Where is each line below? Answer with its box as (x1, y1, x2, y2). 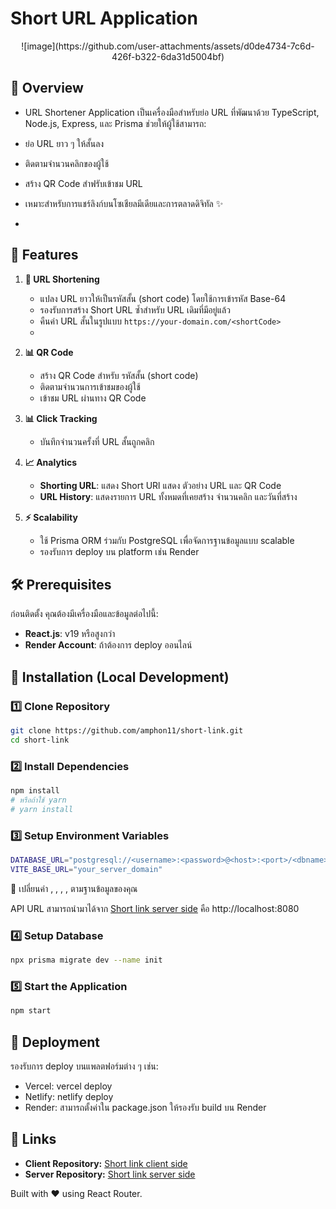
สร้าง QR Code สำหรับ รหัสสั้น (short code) (39, 369, 199, 381)
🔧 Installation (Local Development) (10, 668, 230, 686)
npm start (10, 1006, 52, 1016)
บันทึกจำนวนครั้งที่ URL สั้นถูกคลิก (39, 435, 155, 447)
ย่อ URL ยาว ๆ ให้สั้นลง (24, 137, 105, 149)
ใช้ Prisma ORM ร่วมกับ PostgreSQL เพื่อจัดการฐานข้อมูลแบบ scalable (39, 534, 295, 546)
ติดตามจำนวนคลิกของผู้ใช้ (24, 157, 110, 169)
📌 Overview (10, 80, 84, 97)
